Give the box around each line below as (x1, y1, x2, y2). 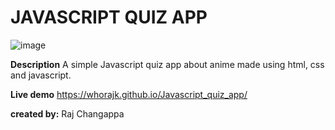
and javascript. (10, 69, 72, 81)
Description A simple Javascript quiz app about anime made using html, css (10, 58, 325, 70)
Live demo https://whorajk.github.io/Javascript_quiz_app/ (10, 88, 248, 100)
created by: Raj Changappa (10, 107, 125, 120)
